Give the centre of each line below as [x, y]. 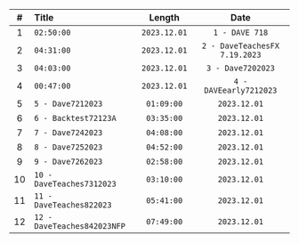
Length [164, 17]
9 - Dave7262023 [69, 162]
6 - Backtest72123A [76, 118]
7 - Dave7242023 [69, 133]
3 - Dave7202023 [241, 68]
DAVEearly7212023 [241, 90]
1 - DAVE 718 [241, 32]
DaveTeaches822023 [73, 205]
